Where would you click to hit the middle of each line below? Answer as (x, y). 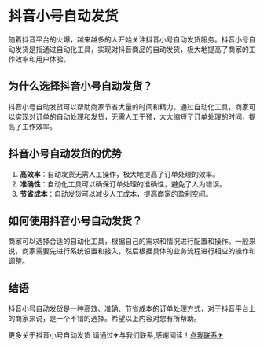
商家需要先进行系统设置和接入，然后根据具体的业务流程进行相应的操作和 (139, 251)
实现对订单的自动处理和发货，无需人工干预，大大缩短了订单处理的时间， (132, 116)
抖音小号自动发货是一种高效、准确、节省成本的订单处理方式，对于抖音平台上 (132, 308)
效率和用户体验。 (42, 59)
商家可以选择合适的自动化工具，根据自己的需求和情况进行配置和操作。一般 (128, 242)
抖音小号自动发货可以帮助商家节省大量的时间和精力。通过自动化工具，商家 (128, 106)
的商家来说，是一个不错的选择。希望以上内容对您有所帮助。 (104, 319)
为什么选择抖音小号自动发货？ (81, 86)
